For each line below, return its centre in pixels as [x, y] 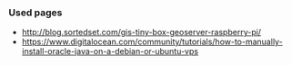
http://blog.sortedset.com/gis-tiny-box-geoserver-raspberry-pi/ [141, 32]
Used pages [35, 13]
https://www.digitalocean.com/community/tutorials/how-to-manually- [152, 42]
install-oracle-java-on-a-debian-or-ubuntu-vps [110, 51]
